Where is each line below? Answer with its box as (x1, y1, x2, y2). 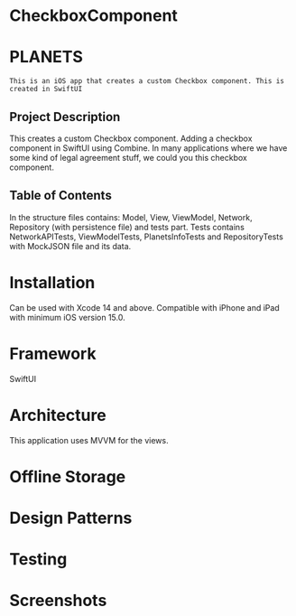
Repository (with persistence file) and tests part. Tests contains (9, 221, 245, 232)
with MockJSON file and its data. (9, 240, 132, 251)
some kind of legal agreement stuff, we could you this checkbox (9, 152, 248, 163)
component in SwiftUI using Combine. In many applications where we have (9, 142, 288, 154)
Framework (9, 343, 97, 364)
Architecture (9, 405, 106, 425)
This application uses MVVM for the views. (9, 434, 169, 445)
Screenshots (9, 591, 107, 611)
